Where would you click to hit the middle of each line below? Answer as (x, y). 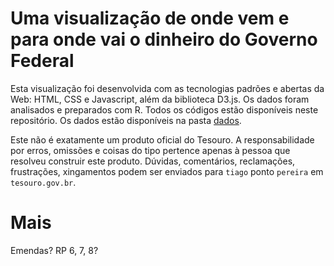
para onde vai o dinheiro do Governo (164, 39)
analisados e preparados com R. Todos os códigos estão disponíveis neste (164, 109)
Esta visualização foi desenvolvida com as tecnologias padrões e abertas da (167, 88)
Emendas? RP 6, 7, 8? (54, 250)
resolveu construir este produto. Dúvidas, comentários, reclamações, (153, 161)
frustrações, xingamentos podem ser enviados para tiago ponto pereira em (167, 171)
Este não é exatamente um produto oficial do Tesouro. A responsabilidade (162, 139)
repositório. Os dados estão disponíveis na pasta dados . (126, 120)
